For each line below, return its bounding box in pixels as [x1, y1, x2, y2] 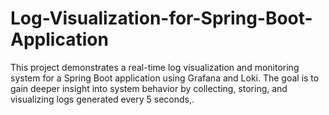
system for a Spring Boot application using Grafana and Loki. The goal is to [10, 72, 320, 84]
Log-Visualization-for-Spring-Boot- [10, 7, 313, 30]
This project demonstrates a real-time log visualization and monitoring [10, 61, 300, 73]
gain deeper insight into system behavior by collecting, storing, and [10, 82, 288, 94]
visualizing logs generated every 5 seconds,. [10, 93, 195, 105]
